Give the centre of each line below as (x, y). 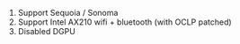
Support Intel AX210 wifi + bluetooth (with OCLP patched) (124, 22)
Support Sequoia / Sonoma (68, 13)
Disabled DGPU (47, 31)
